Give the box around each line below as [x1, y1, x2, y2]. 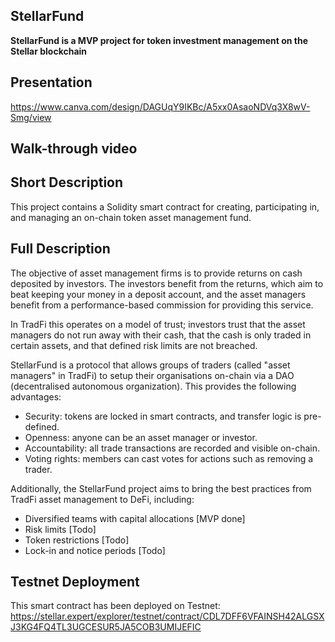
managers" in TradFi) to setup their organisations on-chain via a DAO [10, 369, 295, 381]
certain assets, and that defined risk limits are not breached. [10, 339, 258, 351]
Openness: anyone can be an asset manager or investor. [24, 431, 258, 443]
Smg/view [10, 111, 52, 123]
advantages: [10, 390, 62, 403]
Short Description [10, 174, 124, 191]
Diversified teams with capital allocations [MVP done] [24, 512, 246, 524]
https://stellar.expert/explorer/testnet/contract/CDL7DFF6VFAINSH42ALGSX [10, 610, 325, 623]
